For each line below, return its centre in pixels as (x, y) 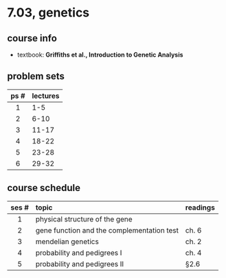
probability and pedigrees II (80, 264)
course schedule (44, 188)
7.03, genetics (48, 13)
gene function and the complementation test (107, 230)
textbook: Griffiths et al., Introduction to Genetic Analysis (100, 54)
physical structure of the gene (84, 219)
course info (32, 38)
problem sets (36, 76)
